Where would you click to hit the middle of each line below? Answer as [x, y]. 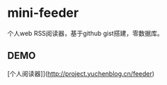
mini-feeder [43, 13]
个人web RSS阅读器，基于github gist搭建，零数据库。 [86, 33]
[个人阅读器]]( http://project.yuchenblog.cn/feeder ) [81, 73]
